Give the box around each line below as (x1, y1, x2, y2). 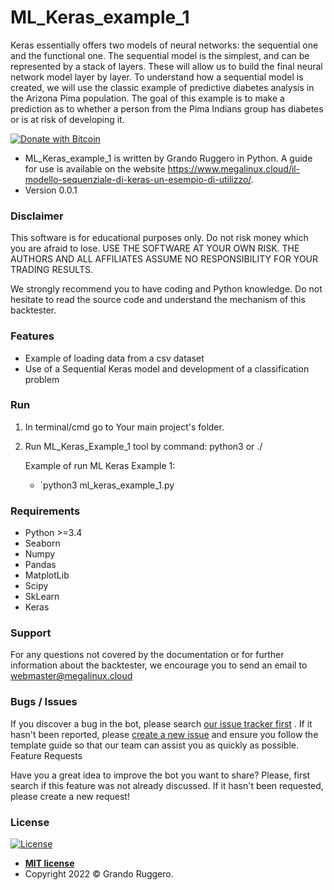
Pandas (24, 559, 57, 571)
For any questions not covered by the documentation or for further (10, 649, 285, 661)
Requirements (10, 504, 81, 518)
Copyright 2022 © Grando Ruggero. (24, 868, 174, 880)
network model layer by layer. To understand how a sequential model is (10, 71, 304, 83)
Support (10, 626, 52, 640)
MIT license (24, 857, 75, 870)
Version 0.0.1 (24, 184, 78, 196)
